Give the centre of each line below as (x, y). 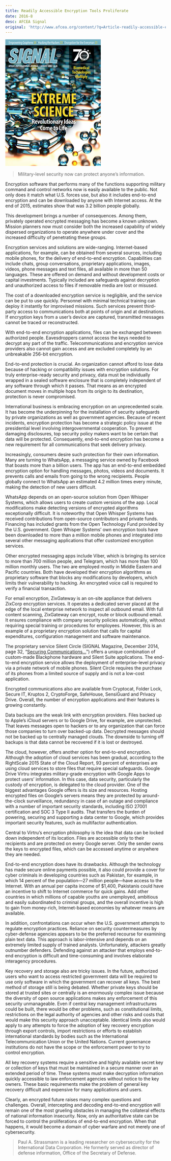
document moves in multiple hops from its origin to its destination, (75, 391)
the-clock (15, 801)
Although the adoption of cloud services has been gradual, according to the (85, 757)
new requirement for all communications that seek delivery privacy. (76, 444)
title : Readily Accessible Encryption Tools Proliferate (67, 11)
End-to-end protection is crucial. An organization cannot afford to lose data (84, 364)
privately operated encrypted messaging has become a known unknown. (82, 221)
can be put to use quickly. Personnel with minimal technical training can (80, 301)
